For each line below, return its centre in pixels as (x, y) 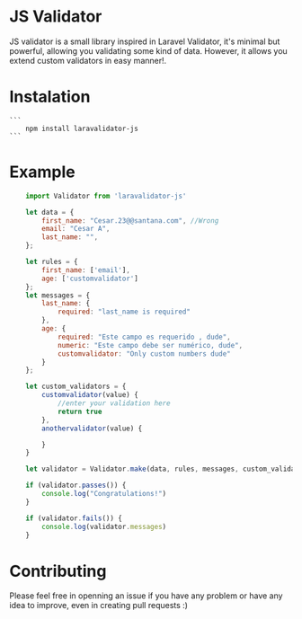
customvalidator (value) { (90, 395)
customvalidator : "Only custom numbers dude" (144, 354)
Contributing (58, 571)
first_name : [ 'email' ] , (86, 270)
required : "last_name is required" (124, 312)
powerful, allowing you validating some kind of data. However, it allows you (148, 50)
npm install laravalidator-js (82, 128)
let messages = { (58, 295)
